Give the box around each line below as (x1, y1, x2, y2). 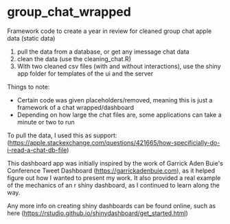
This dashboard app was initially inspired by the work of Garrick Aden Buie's (7, 159, 223, 167)
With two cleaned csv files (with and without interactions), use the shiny (16, 62, 221, 70)
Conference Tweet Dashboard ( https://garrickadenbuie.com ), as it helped (7, 166, 216, 175)
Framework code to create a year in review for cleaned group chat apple (7, 27, 212, 35)
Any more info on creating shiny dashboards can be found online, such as (7, 201, 216, 210)
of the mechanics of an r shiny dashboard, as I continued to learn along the (7, 181, 220, 189)
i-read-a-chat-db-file (7, 146, 67, 154)
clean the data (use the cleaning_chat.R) (16, 54, 132, 63)
